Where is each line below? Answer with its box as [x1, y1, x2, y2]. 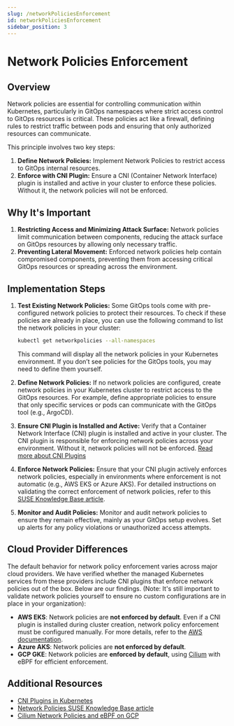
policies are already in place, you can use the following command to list [17, 316, 224, 324]
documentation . [17, 635, 63, 643]
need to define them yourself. [17, 365, 103, 373]
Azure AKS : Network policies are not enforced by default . [17, 642, 187, 651]
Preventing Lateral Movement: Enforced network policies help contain [17, 248, 222, 256]
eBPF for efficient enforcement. [17, 657, 108, 666]
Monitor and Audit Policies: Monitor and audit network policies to [17, 508, 207, 517]
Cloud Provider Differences [7, 543, 129, 555]
